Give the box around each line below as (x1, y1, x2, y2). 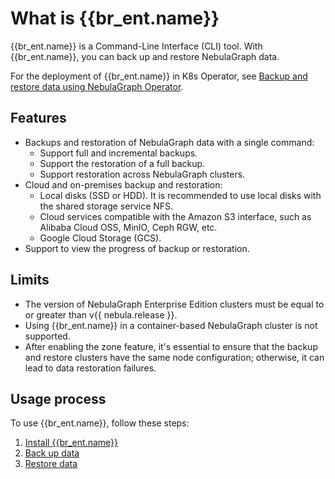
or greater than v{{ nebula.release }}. (24, 308, 178, 321)
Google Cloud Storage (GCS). (39, 232, 162, 244)
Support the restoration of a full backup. (39, 157, 206, 169)
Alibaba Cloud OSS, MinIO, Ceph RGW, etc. (39, 221, 218, 233)
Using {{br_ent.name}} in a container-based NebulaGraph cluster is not (24, 319, 318, 331)
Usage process (10, 390, 107, 407)
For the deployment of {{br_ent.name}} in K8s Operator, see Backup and (10, 70, 308, 82)
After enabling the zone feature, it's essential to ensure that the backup (24, 340, 318, 352)
